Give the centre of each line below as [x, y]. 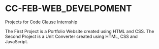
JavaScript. [17, 41]
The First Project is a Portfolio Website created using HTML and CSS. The [80, 31]
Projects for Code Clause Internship [41, 22]
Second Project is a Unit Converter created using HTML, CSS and [71, 36]
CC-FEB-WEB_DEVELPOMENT [68, 8]
